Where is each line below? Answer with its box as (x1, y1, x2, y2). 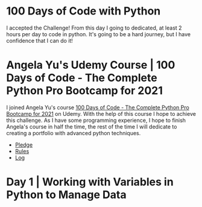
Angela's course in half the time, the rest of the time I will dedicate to (6, 123, 177, 130)
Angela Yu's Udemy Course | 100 (6, 59, 175, 72)
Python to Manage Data (6, 188, 127, 202)
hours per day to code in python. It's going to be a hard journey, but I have (6, 30, 191, 37)
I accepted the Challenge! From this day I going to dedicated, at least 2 (6, 24, 182, 31)
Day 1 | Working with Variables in (6, 175, 174, 189)
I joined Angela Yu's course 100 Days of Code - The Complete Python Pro (6, 104, 190, 111)
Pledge (14, 141, 33, 148)
